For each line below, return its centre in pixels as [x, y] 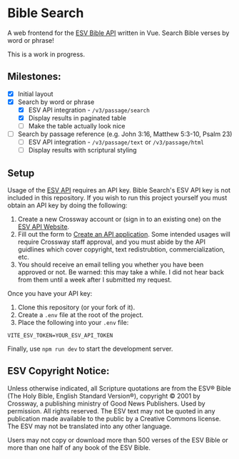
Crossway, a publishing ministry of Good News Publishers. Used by [106, 403]
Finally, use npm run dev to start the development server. [90, 349]
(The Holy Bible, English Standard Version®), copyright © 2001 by [104, 396]
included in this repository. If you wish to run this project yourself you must [117, 198]
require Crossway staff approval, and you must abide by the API [111, 242]
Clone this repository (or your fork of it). [76, 307]
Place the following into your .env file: [73, 323]
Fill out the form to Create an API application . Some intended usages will [124, 234]
